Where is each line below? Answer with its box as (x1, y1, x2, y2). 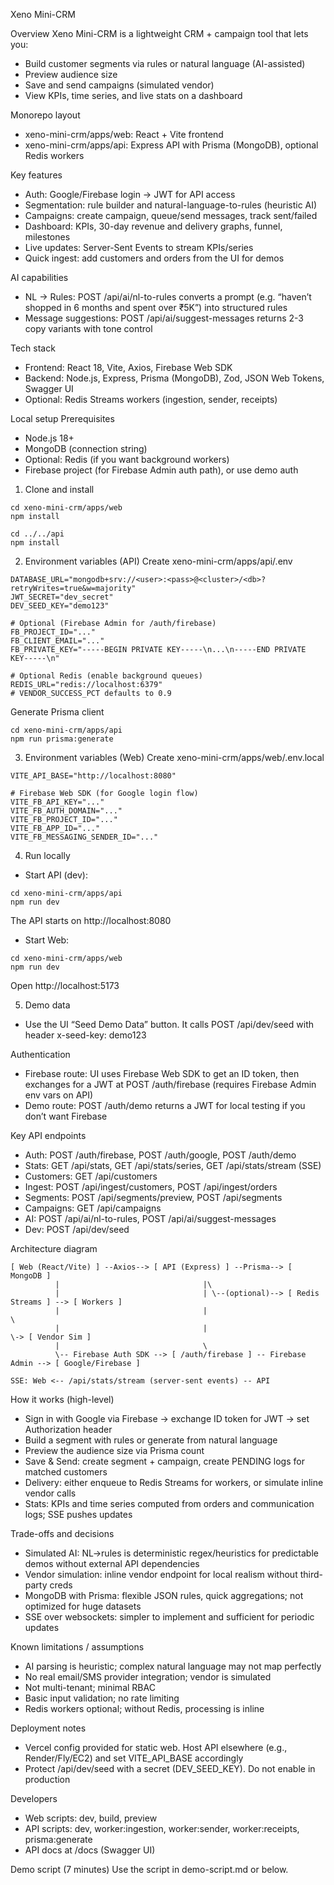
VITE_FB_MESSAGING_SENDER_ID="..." (10, 832, 159, 842)
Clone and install (24, 484, 95, 495)
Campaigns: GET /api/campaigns (24, 1202, 162, 1214)
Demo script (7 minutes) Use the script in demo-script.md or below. (10, 1864, 289, 1875)
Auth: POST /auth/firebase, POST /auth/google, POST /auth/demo (24, 1149, 297, 1161)
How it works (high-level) (10, 1394, 115, 1405)
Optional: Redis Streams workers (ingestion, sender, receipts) (24, 394, 278, 405)
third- (299, 1569, 323, 1580)
